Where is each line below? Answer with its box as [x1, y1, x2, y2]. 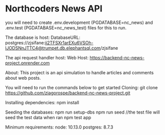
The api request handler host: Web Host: [5, 54, 89, 60]
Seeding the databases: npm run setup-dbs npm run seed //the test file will [5, 109, 160, 115]
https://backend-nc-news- [89, 54, 145, 60]
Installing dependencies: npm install [5, 99, 79, 105]
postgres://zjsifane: [5, 39, 45, 45]
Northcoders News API [5, 3, 102, 14]
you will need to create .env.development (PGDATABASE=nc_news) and [5, 19, 153, 25]
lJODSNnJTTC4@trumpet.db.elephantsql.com [5, 45, 101, 51]
